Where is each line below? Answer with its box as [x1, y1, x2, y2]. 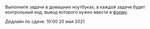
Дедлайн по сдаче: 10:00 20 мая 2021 [5, 19, 85, 24]
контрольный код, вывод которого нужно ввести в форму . [5, 9, 128, 15]
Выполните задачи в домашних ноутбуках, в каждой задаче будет [5, 4, 146, 10]
